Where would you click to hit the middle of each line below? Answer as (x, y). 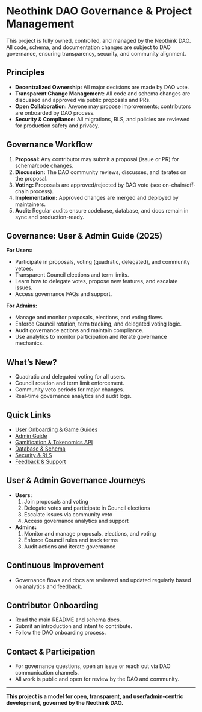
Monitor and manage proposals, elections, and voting (90, 533)
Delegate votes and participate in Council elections (87, 508)
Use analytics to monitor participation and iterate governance (91, 337)
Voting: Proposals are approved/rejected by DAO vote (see (88, 185)
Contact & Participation (51, 651)
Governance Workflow (50, 145)
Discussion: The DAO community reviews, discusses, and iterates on (101, 172)
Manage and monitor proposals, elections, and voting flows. (89, 318)
